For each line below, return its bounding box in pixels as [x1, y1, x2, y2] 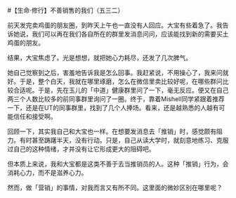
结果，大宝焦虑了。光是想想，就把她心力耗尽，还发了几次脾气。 [7, 53, 192, 62]
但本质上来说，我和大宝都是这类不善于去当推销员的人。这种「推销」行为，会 [7, 160, 229, 168]
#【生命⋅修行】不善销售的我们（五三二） [7, 6, 124, 14]
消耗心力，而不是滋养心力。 [7, 169, 88, 177]
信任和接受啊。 [13, 112, 57, 121]
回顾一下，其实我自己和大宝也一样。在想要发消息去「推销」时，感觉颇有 [7, 127, 216, 136]
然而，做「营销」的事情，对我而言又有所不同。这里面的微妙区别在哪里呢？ [7, 183, 223, 192]
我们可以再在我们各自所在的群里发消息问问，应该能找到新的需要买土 [31, 30, 229, 38]
